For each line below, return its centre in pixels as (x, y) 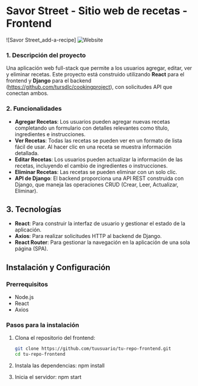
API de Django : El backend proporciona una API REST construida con (99, 178)
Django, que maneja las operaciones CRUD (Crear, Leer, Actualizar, (96, 184)
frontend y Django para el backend (49, 81)
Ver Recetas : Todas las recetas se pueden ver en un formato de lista (98, 140)
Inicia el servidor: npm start (48, 377)
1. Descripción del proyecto (46, 55)
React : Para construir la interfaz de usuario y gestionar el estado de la (100, 224)
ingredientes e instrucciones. (50, 134)
